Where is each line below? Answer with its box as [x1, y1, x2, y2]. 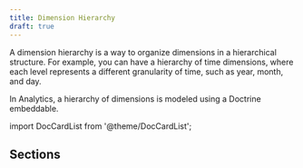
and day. [9, 75, 43, 86]
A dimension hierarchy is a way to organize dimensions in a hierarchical [9, 46, 277, 57]
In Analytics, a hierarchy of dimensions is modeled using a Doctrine [9, 93, 261, 104]
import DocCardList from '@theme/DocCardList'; [9, 120, 192, 132]
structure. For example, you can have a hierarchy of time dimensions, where [9, 56, 294, 67]
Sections [9, 146, 61, 162]
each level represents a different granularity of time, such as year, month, [9, 65, 284, 77]
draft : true [9, 22, 54, 31]
